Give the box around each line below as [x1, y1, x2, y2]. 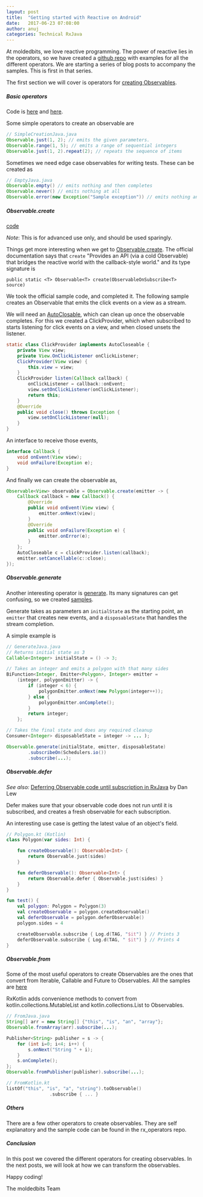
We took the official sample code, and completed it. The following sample [6, 292, 189, 300]
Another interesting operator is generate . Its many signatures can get [6, 589, 178, 596]
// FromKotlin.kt [6, 1080, 50, 1086]
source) [6, 282, 26, 288]
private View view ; [17, 347, 66, 353]
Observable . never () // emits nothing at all [6, 189, 120, 195]
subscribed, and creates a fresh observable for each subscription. [6, 808, 171, 815]
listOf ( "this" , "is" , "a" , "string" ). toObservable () [6, 1085, 142, 1091]
